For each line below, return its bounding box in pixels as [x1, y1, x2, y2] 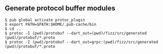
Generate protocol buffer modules [5, 4, 115, 13]
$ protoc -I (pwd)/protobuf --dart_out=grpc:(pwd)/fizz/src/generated [5, 39, 158, 44]
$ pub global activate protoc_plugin [5, 17, 85, 22]
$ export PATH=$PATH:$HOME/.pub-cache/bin [5, 22, 97, 27]
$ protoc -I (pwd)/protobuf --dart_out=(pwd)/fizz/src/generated [5, 30, 147, 36]
